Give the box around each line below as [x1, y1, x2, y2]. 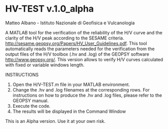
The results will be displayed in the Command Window [12, 108, 126, 114]
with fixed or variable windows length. [5, 62, 85, 68]
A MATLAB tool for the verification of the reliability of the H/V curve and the [5, 29, 163, 35]
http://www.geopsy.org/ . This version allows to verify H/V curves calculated [5, 56, 163, 62]
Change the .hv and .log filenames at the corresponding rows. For [12, 87, 150, 93]
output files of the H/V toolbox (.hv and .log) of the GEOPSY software [5, 51, 149, 57]
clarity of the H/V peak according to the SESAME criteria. [5, 35, 124, 41]
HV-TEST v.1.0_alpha [5, 3, 94, 15]
